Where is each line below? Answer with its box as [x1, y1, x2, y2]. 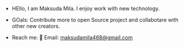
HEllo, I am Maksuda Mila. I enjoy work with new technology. [11, 5, 160, 12]
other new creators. [11, 23, 61, 29]
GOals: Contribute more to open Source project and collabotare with [11, 16, 179, 23]
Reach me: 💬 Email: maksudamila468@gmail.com [11, 34, 133, 41]
